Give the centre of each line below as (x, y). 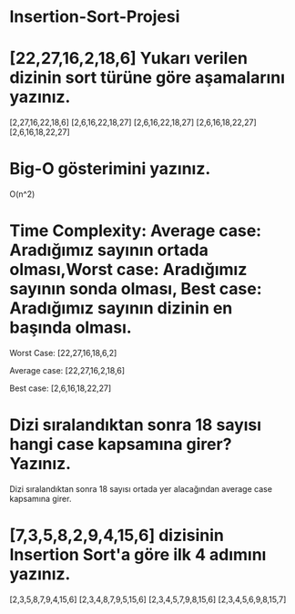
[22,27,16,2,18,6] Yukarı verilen (129, 59)
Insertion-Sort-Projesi (95, 17)
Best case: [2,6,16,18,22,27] (61, 388)
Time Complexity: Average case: (136, 231)
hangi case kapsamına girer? (121, 445)
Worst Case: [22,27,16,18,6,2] (63, 353)
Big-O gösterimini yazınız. (110, 169)
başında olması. (71, 327)
